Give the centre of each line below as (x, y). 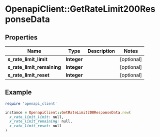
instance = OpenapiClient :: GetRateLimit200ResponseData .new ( (68, 112)
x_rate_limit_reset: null (36, 126)
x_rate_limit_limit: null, (37, 117)
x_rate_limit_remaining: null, (41, 121)
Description (101, 51)
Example (18, 92)
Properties (21, 37)
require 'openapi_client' (31, 103)
